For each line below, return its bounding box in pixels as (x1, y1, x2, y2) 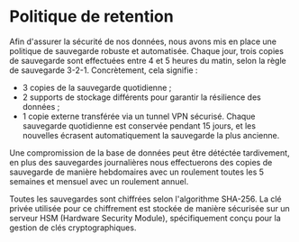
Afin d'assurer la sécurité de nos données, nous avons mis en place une (9, 36, 277, 47)
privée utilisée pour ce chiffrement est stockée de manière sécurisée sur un (9, 202, 290, 213)
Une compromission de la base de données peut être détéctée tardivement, (9, 147, 290, 158)
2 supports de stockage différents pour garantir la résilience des (22, 92, 261, 103)
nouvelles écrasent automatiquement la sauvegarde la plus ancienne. (22, 130, 280, 140)
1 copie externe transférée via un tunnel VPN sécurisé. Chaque (22, 111, 256, 121)
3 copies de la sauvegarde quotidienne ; (22, 82, 172, 93)
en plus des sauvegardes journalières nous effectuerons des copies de (9, 157, 273, 167)
